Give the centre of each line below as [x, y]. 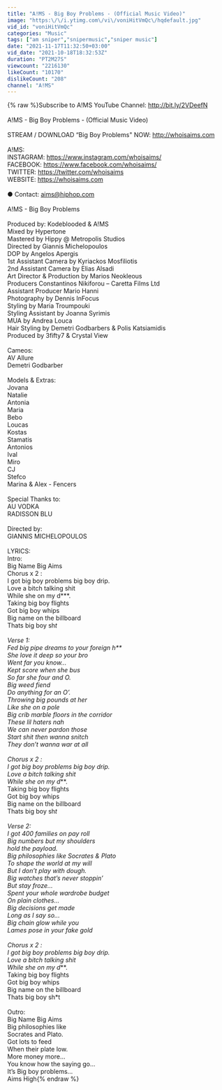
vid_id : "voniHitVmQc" [40, 27]
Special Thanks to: [34, 499]
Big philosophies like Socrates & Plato [62, 856]
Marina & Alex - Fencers [42, 484]
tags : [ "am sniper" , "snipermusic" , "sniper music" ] [82, 40]
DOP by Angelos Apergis [43, 254]
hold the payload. [32, 849]
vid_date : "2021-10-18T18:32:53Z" [58, 53]
